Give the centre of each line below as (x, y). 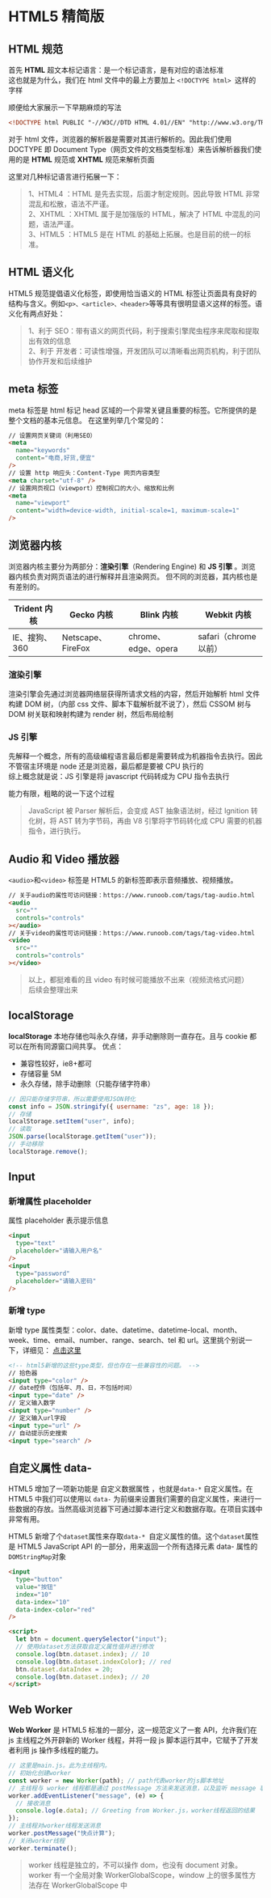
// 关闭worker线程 (37, 1841)
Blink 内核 (159, 614)
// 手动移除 (26, 1144)
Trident (28, 608)
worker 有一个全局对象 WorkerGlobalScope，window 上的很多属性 (138, 1875)
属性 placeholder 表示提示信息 (58, 1220)
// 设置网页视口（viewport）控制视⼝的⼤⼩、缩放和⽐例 (92, 488)
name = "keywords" (43, 451)
